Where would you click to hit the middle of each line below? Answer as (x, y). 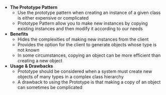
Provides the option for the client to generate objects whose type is (87, 44)
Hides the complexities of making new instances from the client (83, 39)
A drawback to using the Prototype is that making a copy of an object (89, 82)
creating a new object (40, 61)
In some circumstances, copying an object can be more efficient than (89, 55)
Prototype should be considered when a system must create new (85, 71)
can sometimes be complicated (50, 87)
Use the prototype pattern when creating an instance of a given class (89, 13)
